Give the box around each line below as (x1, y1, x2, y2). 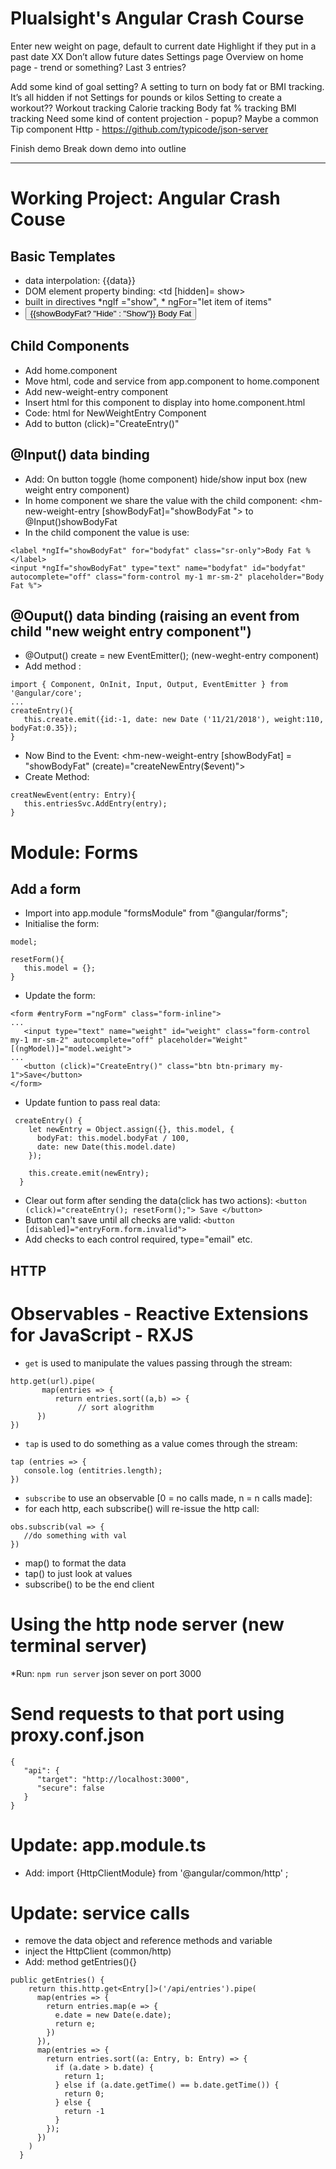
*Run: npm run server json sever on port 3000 (10, 1667, 202, 1679)
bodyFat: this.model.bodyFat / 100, (36, 1133, 190, 1144)
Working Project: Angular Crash (10, 187, 281, 210)
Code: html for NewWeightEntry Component (24, 407, 207, 419)
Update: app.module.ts (10, 1833, 207, 1856)
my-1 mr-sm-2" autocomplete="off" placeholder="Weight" (10, 1035, 248, 1046)
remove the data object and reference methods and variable (24, 1935, 273, 1947)
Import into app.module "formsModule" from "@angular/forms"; (24, 907, 288, 919)
